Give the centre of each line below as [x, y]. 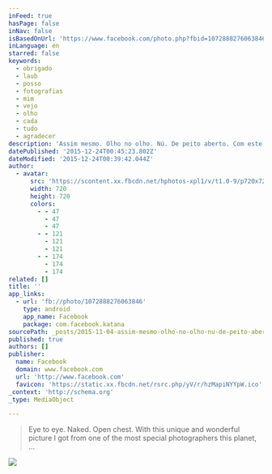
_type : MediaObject [41, 400]
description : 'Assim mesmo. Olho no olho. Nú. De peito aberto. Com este [136, 144]
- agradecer [36, 136]
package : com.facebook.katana [74, 324]
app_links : [27, 294]
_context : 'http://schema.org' [61, 392]
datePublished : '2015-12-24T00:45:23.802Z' [83, 151]
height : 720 [50, 196]
